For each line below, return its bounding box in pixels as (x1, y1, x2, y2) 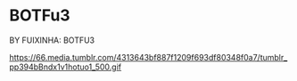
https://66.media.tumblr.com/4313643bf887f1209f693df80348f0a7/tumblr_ (9, 52, 288, 62)
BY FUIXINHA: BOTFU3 (9, 35, 95, 45)
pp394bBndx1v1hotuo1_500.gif (9, 61, 122, 72)
